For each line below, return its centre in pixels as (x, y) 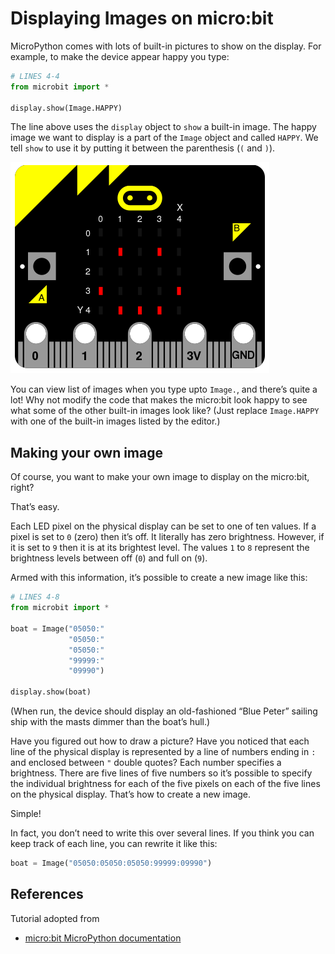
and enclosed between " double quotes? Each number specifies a (146, 762)
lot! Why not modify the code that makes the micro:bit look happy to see (159, 400)
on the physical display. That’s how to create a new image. (131, 794)
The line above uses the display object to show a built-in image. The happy (163, 127)
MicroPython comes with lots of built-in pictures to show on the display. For (166, 46)
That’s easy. (35, 507)
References (47, 894)
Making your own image (87, 452)
